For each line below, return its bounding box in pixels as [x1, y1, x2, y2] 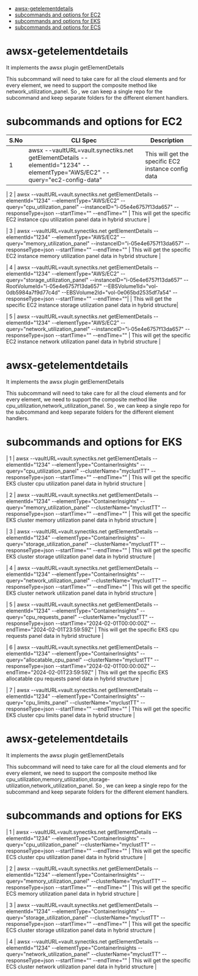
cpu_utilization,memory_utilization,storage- [6, 775, 110, 782]
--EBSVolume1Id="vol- [103, 283, 158, 290]
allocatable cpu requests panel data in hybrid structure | [6, 675, 143, 682]
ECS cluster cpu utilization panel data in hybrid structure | [6, 853, 146, 860]
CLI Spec [71, 136, 97, 144]
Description [150, 136, 184, 144]
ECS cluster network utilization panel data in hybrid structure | [6, 963, 157, 970]
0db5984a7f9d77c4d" [6, 289, 61, 296]
